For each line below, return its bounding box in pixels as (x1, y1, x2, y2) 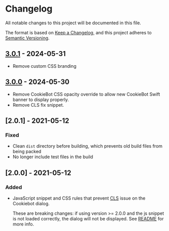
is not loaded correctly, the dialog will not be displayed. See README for (12, 215, 164, 221)
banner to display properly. (12, 97, 69, 103)
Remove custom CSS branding (12, 63, 77, 69)
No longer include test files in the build (12, 154, 94, 160)
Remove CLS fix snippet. (12, 102, 64, 108)
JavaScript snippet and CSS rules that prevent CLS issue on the (12, 195, 146, 201)
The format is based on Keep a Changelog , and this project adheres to (5, 29, 152, 35)
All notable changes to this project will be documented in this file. (5, 20, 142, 26)
